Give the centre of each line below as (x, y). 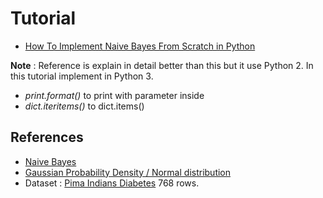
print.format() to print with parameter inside (114, 95)
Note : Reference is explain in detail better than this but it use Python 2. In (162, 65)
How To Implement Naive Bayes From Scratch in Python (140, 46)
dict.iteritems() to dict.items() (84, 106)
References (47, 137)
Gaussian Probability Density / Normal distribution (128, 172)
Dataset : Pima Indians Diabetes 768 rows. (112, 183)
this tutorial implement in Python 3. (82, 76)
